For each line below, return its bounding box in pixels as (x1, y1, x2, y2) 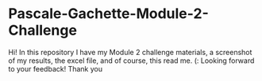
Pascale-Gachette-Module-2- (8, 5, 209, 23)
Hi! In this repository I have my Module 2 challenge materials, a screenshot (8, 47, 252, 57)
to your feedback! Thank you (8, 64, 103, 73)
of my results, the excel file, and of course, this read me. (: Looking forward (8, 56, 255, 65)
